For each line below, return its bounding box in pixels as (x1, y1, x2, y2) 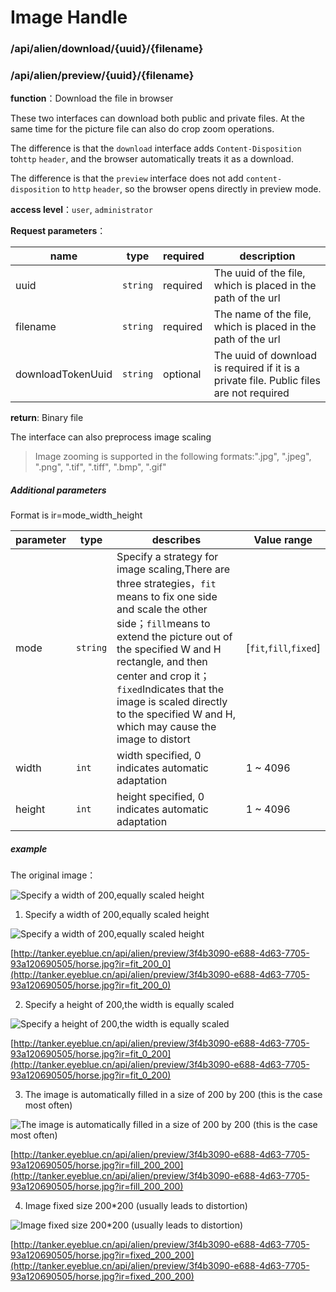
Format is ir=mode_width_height (10, 509, 143, 521)
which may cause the (116, 720, 217, 734)
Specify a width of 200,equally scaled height (24, 909, 210, 921)
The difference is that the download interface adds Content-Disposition (10, 142, 302, 155)
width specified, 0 (116, 749, 202, 763)
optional (163, 367, 202, 381)
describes (151, 533, 202, 547)
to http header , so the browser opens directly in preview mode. (61, 183, 322, 195)
